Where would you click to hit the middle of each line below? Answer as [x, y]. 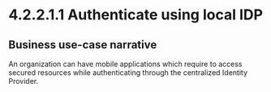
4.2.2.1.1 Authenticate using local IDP [136, 15]
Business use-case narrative [83, 45]
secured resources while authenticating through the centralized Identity [128, 73]
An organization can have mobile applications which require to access [125, 64]
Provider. [24, 81]
